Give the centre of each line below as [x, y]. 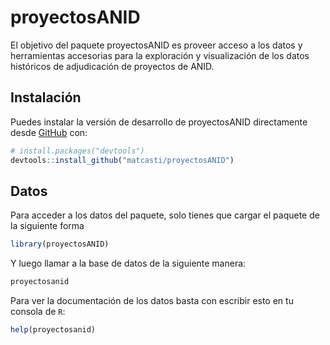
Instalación [46, 97]
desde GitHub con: [49, 132]
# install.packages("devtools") [77, 151]
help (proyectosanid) [53, 330]
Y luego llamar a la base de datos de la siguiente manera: [128, 263]
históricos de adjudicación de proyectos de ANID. [112, 66]
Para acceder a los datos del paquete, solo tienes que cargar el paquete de [165, 215]
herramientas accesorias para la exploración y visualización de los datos [160, 55]
